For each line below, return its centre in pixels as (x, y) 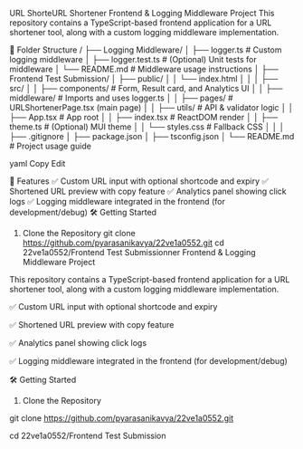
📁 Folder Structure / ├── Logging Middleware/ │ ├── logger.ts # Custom (146, 50)
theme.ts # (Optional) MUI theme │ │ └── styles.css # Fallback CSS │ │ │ (147, 127)
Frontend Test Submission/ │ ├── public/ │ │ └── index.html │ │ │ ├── (144, 79)
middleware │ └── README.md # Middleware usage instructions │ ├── (144, 69)
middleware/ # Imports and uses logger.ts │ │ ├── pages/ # (121, 98)
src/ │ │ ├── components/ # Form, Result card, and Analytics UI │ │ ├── (146, 88)
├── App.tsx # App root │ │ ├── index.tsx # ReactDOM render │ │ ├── (144, 117)
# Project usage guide (51, 146)
